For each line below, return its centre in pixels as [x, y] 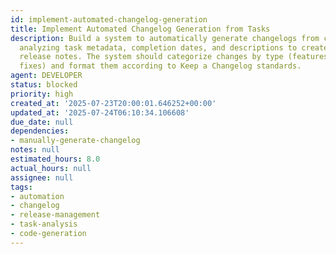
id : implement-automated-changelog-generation [109, 19]
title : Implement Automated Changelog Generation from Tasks [140, 29]
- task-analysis [44, 224]
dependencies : [40, 131]
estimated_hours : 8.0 [55, 159]
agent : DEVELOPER [46, 76]
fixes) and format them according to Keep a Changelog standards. [160, 66]
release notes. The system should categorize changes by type [151, 57]
